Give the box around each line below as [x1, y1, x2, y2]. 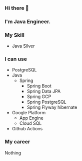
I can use [4, 55, 27, 62]
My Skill [4, 31, 24, 38]
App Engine [19, 115, 43, 121]
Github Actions [11, 126, 43, 132]
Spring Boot [26, 83, 52, 89]
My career [4, 138, 30, 145]
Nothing [4, 149, 21, 155]
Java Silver [11, 43, 35, 49]
